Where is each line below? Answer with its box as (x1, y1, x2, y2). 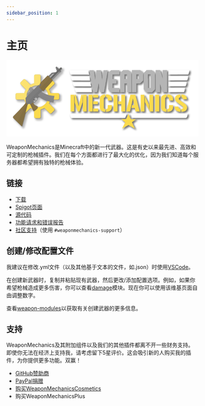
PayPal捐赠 (15, 377, 44, 385)
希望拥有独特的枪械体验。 (22, 158, 87, 166)
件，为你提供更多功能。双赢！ (6, 356, 81, 364)
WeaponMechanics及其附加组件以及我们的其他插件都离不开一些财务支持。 (6, 341, 194, 349)
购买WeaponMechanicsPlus (15, 393, 85, 400)
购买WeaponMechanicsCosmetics (15, 385, 102, 393)
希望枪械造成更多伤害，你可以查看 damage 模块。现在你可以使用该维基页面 (6, 284, 193, 291)
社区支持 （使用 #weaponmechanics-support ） (15, 226, 126, 234)
